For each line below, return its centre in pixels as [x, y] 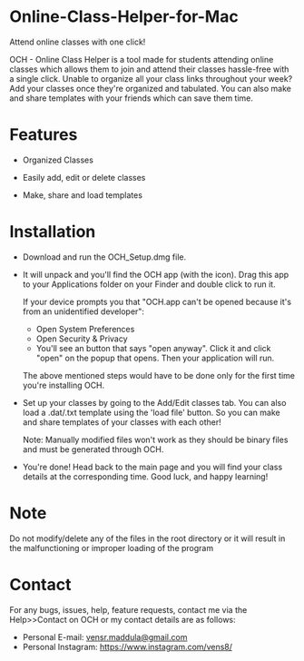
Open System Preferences [85, 329]
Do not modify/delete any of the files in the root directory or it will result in [147, 538]
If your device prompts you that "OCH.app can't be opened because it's [157, 301]
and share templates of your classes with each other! [122, 422]
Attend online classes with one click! [78, 42]
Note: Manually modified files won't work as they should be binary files [155, 439]
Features [44, 135]
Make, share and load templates [83, 195]
